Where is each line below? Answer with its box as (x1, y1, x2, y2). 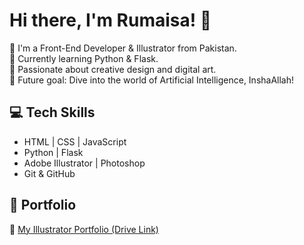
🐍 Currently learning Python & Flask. (9, 52, 159, 64)
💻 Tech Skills (9, 104, 96, 121)
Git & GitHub (23, 167, 76, 179)
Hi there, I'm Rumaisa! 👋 (9, 9, 212, 32)
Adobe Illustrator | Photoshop (23, 157, 146, 169)
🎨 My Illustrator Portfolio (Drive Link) (9, 223, 159, 235)
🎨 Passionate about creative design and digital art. (9, 63, 217, 75)
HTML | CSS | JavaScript (23, 135, 127, 148)
